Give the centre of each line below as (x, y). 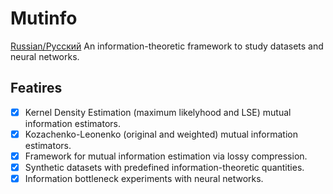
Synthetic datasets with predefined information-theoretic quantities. (164, 167)
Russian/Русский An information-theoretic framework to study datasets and (167, 46)
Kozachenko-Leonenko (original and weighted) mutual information (161, 134)
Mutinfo (44, 18)
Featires (36, 88)
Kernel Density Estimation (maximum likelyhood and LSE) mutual (158, 112)
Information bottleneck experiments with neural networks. (144, 178)
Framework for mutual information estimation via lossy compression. (166, 156)
